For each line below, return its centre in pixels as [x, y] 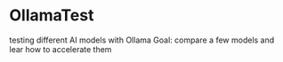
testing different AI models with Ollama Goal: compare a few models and [142, 40]
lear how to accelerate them [61, 49]
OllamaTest [52, 15]
